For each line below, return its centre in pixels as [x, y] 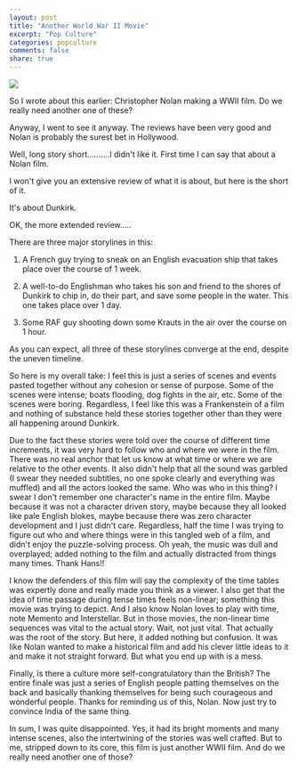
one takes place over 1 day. [72, 305]
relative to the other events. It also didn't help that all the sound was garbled [149, 469]
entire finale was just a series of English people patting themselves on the [144, 683]
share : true [31, 59]
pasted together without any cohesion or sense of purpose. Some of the [141, 385]
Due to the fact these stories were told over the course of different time [140, 440]
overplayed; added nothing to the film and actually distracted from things [143, 554]
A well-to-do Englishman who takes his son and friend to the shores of [152, 286]
